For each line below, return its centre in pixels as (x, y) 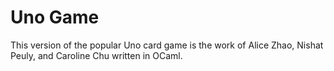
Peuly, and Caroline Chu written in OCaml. (96, 55)
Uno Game (55, 17)
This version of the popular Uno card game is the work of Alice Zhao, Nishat (167, 45)
